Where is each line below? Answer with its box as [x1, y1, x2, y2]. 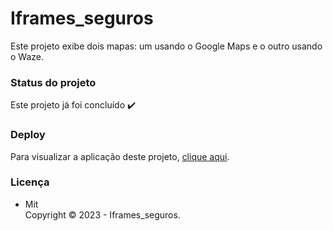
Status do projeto [10, 75, 97, 89]
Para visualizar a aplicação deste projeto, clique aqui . [10, 150, 230, 162]
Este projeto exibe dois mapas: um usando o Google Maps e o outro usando [10, 40, 323, 52]
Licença [10, 175, 50, 189]
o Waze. [10, 50, 44, 62]
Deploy [10, 128, 46, 142]
